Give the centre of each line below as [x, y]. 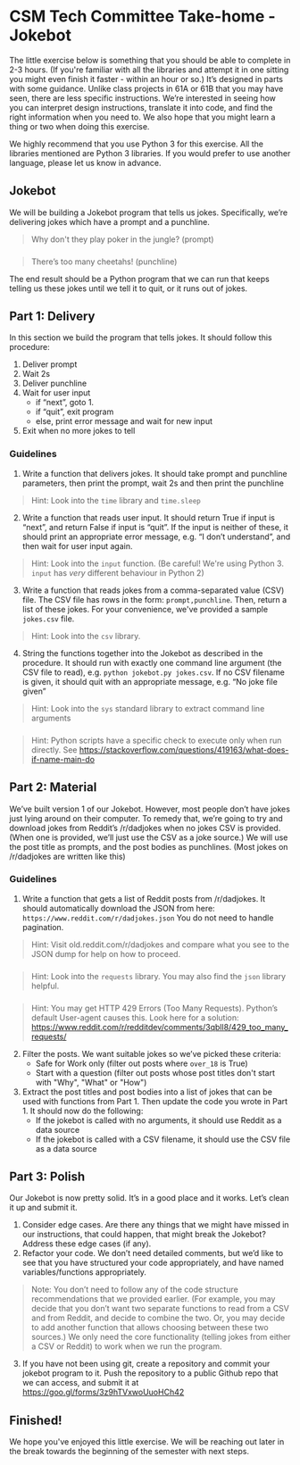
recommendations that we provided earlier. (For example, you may [153, 1299]
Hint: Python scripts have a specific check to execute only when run [156, 740]
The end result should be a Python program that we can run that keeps [139, 279]
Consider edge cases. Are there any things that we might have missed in [155, 1225]
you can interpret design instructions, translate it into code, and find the [141, 107]
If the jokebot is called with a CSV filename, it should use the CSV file [163, 1139]
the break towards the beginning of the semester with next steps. [129, 1452]
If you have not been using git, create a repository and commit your [146, 1364]
